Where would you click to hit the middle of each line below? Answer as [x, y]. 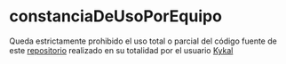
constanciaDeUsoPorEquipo [115, 16]
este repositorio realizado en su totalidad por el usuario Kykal [121, 50]
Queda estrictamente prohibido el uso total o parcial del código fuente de [143, 41]
